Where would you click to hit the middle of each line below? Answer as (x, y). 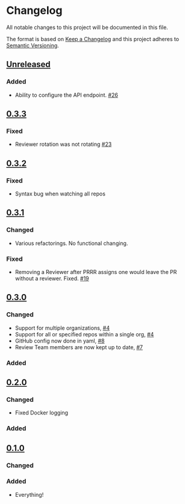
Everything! (29, 494)
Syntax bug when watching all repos (60, 194)
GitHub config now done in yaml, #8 (60, 341)
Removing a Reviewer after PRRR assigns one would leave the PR (96, 272)
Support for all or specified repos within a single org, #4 (84, 334)
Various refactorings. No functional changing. (71, 243)
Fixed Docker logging (41, 413)
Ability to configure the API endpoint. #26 (67, 95)
